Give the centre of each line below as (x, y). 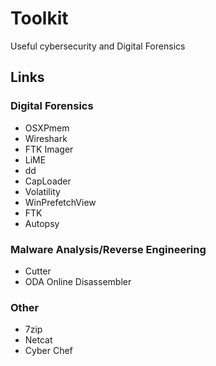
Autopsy (42, 223)
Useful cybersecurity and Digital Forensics (98, 46)
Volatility (42, 191)
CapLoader (48, 181)
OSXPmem (47, 128)
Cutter (38, 271)
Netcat (38, 340)
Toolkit (39, 18)
